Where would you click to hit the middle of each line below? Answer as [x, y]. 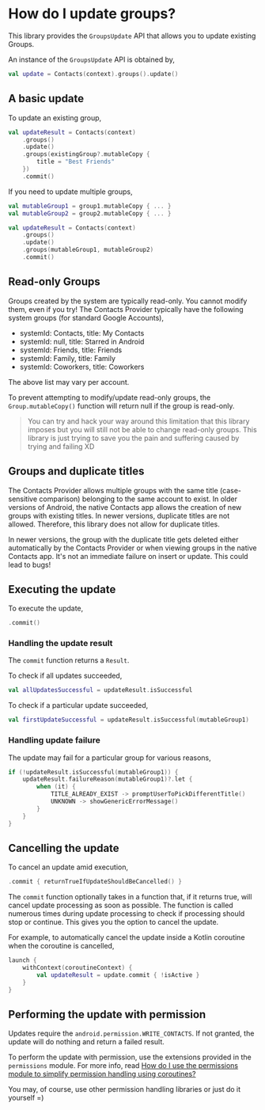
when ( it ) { [57, 787]
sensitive [23, 499]
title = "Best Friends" [76, 162]
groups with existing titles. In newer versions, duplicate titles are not [119, 515]
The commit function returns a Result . [69, 660]
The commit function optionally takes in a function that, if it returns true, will [130, 897]
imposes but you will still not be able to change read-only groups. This [142, 429]
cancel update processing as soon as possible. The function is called [121, 905]
